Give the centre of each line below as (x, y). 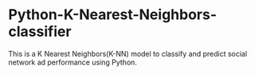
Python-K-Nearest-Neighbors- (113, 15)
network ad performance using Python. (73, 62)
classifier (40, 32)
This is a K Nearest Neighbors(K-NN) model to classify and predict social (128, 53)
